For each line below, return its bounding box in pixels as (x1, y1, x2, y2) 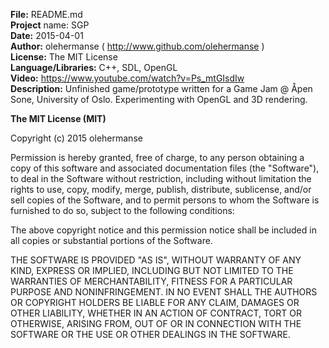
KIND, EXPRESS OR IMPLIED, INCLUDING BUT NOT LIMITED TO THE (10, 265, 294, 276)
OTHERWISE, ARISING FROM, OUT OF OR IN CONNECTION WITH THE (10, 318, 302, 329)
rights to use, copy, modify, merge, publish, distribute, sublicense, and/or (10, 184, 312, 195)
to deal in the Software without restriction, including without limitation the (10, 173, 312, 184)
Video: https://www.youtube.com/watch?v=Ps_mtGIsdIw (10, 72, 245, 84)
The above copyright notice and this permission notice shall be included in (10, 224, 317, 236)
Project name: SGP (10, 19, 90, 31)
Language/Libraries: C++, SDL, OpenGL (10, 62, 178, 73)
